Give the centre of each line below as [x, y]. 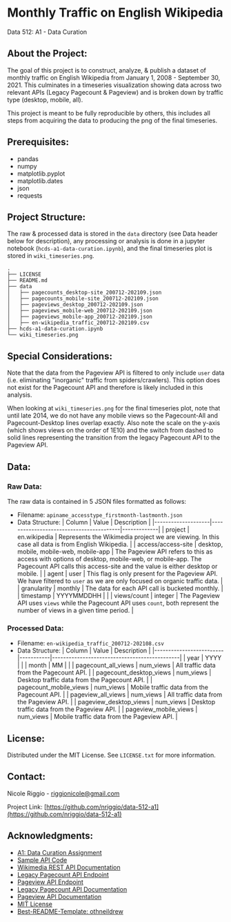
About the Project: [47, 54]
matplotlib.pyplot [41, 173]
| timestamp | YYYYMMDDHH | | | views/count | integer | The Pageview [119, 595]
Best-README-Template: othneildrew [70, 911]
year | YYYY [204, 658]
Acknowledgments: [50, 836]
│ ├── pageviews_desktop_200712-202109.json [75, 305]
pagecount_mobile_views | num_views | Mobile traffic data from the [113, 687]
